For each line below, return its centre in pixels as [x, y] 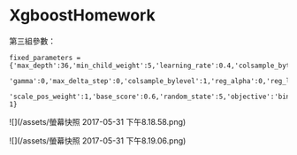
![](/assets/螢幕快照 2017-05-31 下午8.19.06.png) [98, 140]
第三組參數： [32, 41]
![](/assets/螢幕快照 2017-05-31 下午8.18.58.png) [98, 121]
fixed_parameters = [45, 58]
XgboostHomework [83, 15]
